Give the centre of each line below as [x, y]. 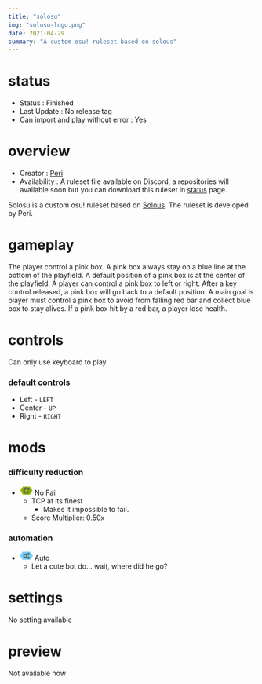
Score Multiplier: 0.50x [68, 518]
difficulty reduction [46, 473]
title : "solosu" [35, 16]
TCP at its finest [57, 501]
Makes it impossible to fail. [86, 509]
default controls [39, 382]
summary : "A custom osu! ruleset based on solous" [93, 42]
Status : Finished [47, 103]
